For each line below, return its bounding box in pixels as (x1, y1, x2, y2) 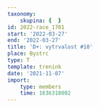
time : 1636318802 (20, 90, 71, 97)
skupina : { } (20, 17, 62, 24)
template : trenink (7, 63, 62, 70)
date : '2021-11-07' (7, 70, 65, 77)
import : (7, 76, 30, 84)
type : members (20, 83, 62, 90)
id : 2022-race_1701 (7, 23, 65, 31)
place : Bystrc (7, 50, 49, 58)
